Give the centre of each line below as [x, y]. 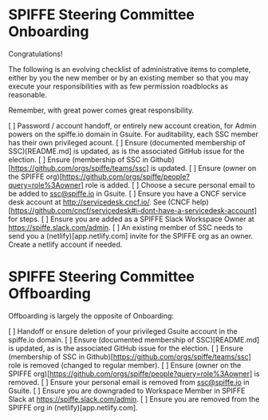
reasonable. [28, 94]
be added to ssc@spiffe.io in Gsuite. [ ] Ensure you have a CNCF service [127, 193]
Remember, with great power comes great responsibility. [101, 110]
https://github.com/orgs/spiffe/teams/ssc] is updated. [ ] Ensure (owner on [134, 168]
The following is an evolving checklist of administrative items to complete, [130, 69]
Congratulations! [35, 53]
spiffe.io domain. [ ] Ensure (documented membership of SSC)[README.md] [134, 339]
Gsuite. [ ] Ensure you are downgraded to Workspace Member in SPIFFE [127, 390]
